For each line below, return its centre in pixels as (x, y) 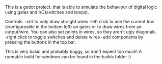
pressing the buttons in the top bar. (40, 42)
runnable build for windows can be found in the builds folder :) (68, 57)
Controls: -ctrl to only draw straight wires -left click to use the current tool (80, 22)
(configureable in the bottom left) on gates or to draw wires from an (73, 27)
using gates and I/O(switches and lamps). (47, 12)
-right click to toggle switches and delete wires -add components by (74, 37)
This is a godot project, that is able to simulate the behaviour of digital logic (81, 7)
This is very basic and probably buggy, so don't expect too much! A (74, 51)
